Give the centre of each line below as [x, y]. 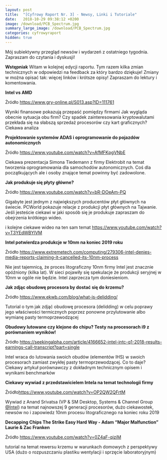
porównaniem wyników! [31, 332]
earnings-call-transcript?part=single [42, 347]
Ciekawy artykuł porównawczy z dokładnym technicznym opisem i [74, 367]
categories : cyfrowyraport [33, 33]
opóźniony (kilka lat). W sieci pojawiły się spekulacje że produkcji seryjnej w [83, 272]
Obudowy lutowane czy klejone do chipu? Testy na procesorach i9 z [77, 327]
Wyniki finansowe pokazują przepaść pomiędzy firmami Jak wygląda [76, 112]
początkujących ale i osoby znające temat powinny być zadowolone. [76, 172]
